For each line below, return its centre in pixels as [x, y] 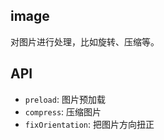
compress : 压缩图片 [63, 111]
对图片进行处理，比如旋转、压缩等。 [85, 41]
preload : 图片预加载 [65, 99]
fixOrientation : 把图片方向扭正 [89, 124]
